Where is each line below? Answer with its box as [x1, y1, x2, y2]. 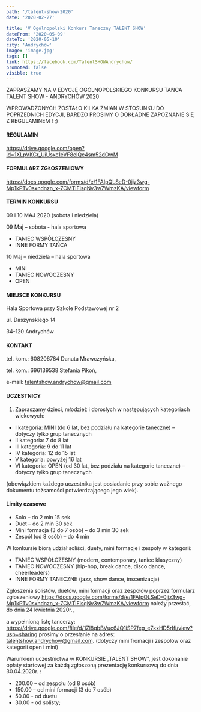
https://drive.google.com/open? [6, 144, 85, 152]
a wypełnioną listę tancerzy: [6, 618, 76, 625]
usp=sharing [6, 630, 38, 638]
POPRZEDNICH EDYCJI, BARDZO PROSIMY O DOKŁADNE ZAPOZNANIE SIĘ [6, 111, 194, 118]
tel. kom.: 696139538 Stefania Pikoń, [6, 367, 97, 374]
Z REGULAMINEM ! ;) [6, 117, 58, 125]
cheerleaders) [14, 569, 50, 576]
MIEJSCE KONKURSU [6, 291, 61, 299]
